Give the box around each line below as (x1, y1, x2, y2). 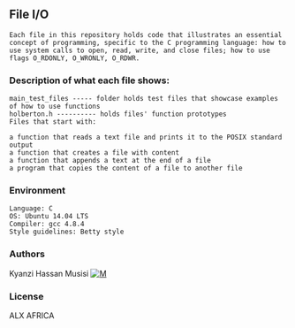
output (9, 141, 34, 149)
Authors (9, 248, 46, 260)
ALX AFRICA (9, 310, 55, 321)
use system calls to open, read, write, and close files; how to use (9, 46, 271, 55)
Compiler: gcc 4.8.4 (9, 220, 86, 229)
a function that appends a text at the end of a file (9, 156, 212, 165)
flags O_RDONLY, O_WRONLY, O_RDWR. (9, 53, 140, 63)
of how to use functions (9, 102, 101, 111)
